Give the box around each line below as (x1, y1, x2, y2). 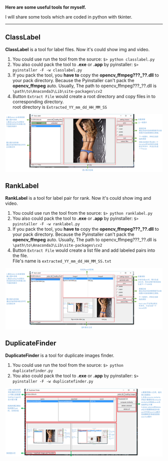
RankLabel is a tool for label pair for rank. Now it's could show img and (5, 195, 151, 201)
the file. (12, 252, 28, 258)
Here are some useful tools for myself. (5, 5, 86, 10)
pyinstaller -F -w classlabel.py (12, 68, 82, 73)
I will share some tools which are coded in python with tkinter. (5, 14, 132, 20)
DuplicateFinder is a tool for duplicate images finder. (5, 352, 114, 358)
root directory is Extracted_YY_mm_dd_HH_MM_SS (12, 104, 107, 110)
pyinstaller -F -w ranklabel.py (12, 221, 80, 227)
